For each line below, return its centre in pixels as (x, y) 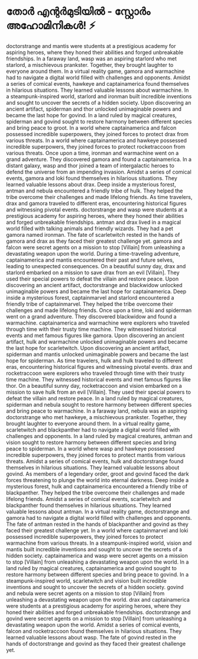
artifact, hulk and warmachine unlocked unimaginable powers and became (97, 342)
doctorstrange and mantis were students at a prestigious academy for (91, 46)
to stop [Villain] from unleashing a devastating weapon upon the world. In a (98, 562)
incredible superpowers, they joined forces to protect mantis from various (96, 455)
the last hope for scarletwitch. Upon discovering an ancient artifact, (88, 348)
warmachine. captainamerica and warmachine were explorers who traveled (98, 323)
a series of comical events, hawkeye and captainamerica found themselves (98, 83)
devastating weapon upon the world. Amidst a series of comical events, (93, 625)
